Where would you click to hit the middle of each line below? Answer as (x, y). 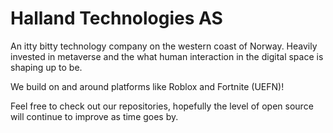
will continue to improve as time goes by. (94, 116)
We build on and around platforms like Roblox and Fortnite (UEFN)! (147, 86)
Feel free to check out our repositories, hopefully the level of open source (162, 106)
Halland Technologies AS (116, 18)
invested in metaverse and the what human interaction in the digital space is (167, 56)
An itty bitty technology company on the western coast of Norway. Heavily (164, 46)
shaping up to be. (46, 67)
